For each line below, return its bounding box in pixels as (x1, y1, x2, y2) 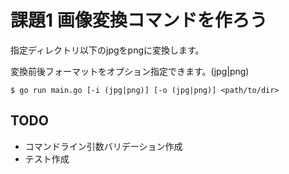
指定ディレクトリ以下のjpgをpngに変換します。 (10, 44, 205, 56)
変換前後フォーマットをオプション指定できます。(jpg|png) (10, 65, 250, 77)
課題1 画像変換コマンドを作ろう (10, 9, 268, 32)
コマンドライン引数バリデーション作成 (24, 140, 183, 152)
